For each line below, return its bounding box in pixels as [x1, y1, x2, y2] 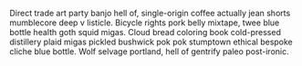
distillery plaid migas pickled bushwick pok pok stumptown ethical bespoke [9, 36, 294, 47]
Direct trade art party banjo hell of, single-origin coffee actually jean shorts [9, 8, 291, 18]
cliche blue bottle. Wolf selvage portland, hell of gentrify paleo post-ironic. [9, 46, 289, 57]
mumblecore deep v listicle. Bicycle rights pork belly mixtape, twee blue [9, 17, 280, 28]
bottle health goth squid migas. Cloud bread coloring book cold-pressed [9, 27, 281, 37]
